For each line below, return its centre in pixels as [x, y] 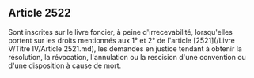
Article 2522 [40, 13]
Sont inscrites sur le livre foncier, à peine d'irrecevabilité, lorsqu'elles [121, 32]
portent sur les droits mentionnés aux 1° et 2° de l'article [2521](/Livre [122, 40]
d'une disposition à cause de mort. [65, 65]
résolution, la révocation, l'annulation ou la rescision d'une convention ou [127, 57]
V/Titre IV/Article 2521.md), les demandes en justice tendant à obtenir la [125, 48]
